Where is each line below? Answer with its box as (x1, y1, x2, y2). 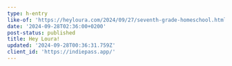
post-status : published (7, 29, 76, 36)
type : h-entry (7, 10, 48, 17)
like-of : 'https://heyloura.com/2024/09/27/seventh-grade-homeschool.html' (7, 16, 230, 23)
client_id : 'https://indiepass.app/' (7, 49, 116, 56)
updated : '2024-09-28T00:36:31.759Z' (7, 42, 116, 49)
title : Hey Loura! (7, 36, 60, 43)
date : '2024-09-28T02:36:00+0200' (7, 23, 107, 30)
